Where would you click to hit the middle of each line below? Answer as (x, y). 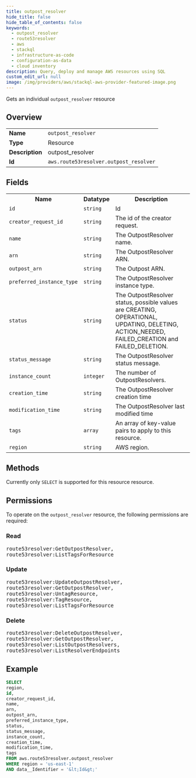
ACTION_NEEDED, (141, 332)
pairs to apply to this (143, 430)
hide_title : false (28, 17)
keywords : (18, 28)
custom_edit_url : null (34, 77)
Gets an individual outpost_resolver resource (61, 99)
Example (22, 669)
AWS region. (132, 447)
